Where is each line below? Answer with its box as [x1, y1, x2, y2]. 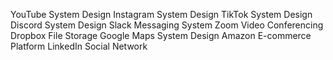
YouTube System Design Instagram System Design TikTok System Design [10, 9, 313, 20]
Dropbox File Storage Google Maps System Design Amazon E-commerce [10, 30, 312, 41]
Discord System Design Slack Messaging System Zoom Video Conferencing [10, 19, 324, 31]
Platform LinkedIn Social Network [10, 40, 148, 52]
